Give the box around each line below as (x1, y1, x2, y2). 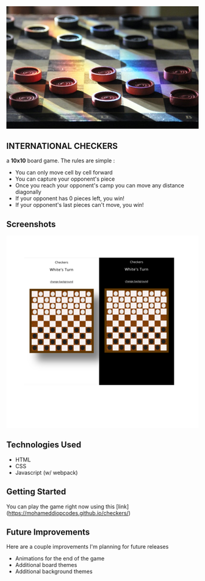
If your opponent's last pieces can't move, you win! (15, 201, 145, 209)
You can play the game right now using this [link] (6, 503, 129, 510)
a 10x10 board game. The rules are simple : (6, 157, 115, 164)
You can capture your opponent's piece (15, 175, 115, 182)
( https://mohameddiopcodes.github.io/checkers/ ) (6, 509, 131, 516)
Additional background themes (15, 568, 93, 576)
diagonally (15, 189, 41, 196)
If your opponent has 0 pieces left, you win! (15, 195, 125, 202)
